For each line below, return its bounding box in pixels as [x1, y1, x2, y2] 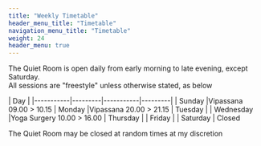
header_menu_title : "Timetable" [8, 19, 116, 27]
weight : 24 [8, 34, 45, 43]
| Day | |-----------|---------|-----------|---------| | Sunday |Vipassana [8, 96, 243, 106]
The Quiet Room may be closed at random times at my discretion [8, 129, 223, 139]
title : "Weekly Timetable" [8, 11, 99, 20]
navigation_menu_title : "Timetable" [8, 26, 131, 34]
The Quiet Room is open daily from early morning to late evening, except [8, 63, 248, 73]
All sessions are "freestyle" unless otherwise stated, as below [8, 81, 213, 91]
